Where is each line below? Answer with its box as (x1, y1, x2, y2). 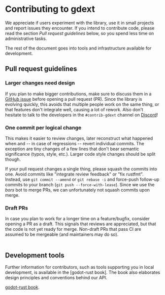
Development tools (5, 251, 65, 259)
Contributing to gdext (5, 3, 95, 15)
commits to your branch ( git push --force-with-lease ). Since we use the (5, 181, 155, 187)
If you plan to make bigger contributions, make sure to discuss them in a (5, 90, 152, 97)
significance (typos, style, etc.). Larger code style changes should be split (5, 151, 156, 157)
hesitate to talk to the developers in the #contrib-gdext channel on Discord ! (5, 112, 159, 118)
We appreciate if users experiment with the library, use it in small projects (5, 20, 154, 26)
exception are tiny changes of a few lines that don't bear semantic (5, 146, 139, 152)
